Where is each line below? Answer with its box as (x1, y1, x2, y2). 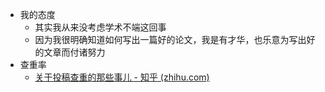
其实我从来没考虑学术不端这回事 (34, 21, 167, 33)
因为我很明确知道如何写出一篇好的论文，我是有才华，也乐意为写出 (34, 34, 307, 45)
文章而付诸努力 (43, 46, 106, 58)
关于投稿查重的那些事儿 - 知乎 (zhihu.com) (34, 71, 210, 83)
